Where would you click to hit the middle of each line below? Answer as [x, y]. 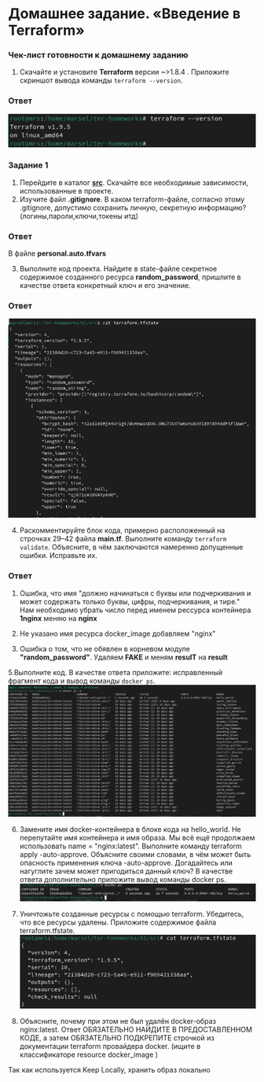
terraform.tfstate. [47, 930]
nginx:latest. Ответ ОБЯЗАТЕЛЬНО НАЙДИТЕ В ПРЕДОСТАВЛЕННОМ [136, 1030]
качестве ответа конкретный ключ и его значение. [105, 285]
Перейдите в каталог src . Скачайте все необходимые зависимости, [134, 183]
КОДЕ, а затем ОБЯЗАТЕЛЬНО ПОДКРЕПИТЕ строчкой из [117, 1038]
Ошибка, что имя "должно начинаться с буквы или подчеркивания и [135, 593]
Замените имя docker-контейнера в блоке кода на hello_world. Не [130, 829]
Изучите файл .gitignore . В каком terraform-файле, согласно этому [132, 199]
